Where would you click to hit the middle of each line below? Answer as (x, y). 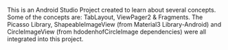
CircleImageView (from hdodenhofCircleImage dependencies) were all (107, 32)
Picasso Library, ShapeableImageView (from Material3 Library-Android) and (114, 24)
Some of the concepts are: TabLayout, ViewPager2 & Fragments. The (105, 17)
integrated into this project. (45, 39)
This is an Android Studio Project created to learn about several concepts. (112, 10)
